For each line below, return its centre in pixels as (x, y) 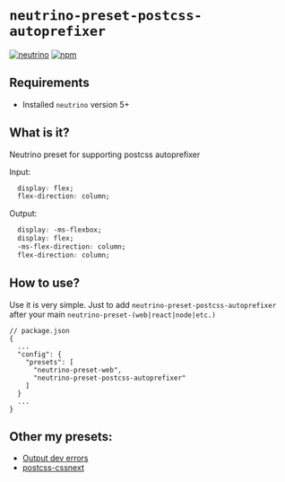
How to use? (45, 283)
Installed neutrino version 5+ (76, 104)
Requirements (49, 83)
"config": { (40, 354)
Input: (20, 171)
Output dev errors (55, 458)
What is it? (39, 133)
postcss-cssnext (53, 468)
